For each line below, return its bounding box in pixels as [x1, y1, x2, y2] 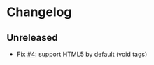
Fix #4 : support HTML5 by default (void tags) [16, 50, 148, 58]
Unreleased [6, 32, 59, 44]
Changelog [6, 4, 72, 20]
